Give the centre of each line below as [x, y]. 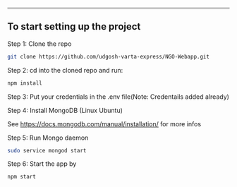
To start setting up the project [74, 26]
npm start [22, 177]
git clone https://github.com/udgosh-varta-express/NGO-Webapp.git [109, 56]
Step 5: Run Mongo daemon [48, 138]
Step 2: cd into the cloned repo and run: [65, 70]
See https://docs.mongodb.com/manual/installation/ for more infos [104, 123]
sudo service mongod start [47, 150]
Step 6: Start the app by [42, 164]
